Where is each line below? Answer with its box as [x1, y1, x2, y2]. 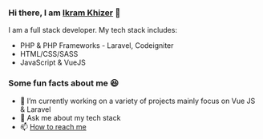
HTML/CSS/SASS [19, 50, 79, 59]
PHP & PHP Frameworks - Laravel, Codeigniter [19, 41, 174, 50]
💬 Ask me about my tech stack [19, 113, 121, 122]
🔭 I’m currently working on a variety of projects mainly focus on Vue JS [19, 96, 256, 105]
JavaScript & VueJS [19, 58, 87, 67]
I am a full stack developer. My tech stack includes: [8, 26, 178, 35]
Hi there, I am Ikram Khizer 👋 [8, 7, 121, 18]
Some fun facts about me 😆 [8, 77, 119, 89]
